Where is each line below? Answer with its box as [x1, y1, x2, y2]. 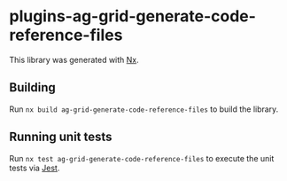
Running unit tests [9, 130, 112, 145]
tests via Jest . [9, 162, 60, 173]
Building [9, 80, 56, 95]
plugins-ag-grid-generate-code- [9, 6, 257, 27]
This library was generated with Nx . [9, 54, 139, 65]
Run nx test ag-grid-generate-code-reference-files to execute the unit [9, 153, 275, 163]
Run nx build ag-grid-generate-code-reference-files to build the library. [9, 104, 279, 114]
